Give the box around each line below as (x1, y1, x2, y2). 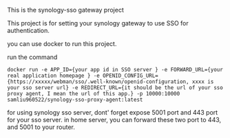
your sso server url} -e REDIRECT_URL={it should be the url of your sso (7, 84, 224, 91)
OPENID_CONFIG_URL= (102, 72, 158, 79)
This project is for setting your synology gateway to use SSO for (7, 19, 189, 27)
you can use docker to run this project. (7, 40, 117, 47)
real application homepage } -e (7, 72, 100, 79)
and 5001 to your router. (7, 123, 76, 131)
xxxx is (191, 78, 214, 85)
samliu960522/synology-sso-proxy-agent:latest (7, 96, 143, 103)
